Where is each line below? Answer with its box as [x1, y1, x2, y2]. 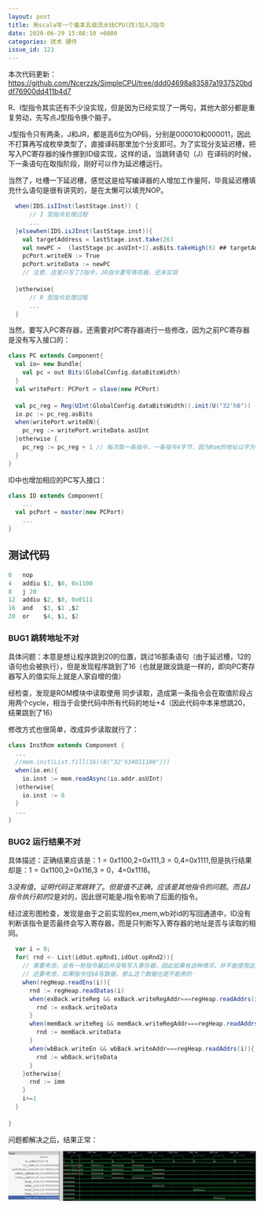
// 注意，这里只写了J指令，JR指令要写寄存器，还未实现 [22, 268, 178, 277]
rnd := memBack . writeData [36, 1028, 122, 1037]
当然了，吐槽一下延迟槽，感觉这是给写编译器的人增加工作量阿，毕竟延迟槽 [8, 176, 249, 185]
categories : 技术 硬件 [8, 38, 78, 46]
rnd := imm [28, 1078, 65, 1086]
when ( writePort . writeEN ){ [15, 418, 101, 427]
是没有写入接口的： [8, 335, 71, 345]
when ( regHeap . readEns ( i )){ [22, 978, 111, 986]
